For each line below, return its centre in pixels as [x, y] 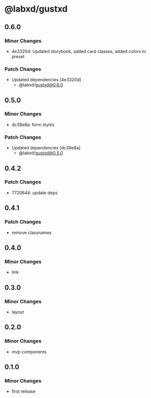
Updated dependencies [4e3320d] [46, 80]
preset [18, 56]
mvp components [29, 352]
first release [23, 391]
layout [18, 312]
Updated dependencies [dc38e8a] [46, 148]
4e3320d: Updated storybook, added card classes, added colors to [79, 51]
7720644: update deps [34, 193]
